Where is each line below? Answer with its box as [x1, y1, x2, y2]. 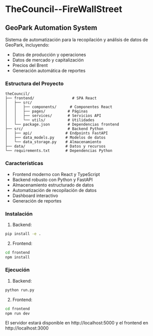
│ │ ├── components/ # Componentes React [5, 104, 113, 109]
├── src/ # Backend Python [5, 126, 104, 131]
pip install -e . [5, 231, 41, 236]
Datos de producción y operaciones [12, 51, 86, 57]
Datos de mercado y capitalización [12, 57, 84, 63]
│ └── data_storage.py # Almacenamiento [5, 139, 101, 144]
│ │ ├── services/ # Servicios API [5, 113, 101, 118]
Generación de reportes [12, 197, 62, 203]
